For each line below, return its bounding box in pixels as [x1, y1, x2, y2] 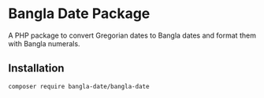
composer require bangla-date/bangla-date [8, 82, 150, 90]
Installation [8, 62, 65, 75]
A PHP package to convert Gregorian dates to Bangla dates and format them [8, 31, 256, 40]
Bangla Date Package [8, 5, 151, 23]
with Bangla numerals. [8, 38, 80, 48]
